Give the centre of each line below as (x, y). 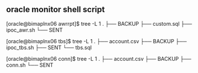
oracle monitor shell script (56, 10)
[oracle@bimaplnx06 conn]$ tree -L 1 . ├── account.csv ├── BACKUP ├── (99, 58)
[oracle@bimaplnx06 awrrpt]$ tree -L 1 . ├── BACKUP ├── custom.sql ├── (99, 23)
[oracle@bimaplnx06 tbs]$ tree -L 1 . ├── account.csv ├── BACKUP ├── (97, 41)
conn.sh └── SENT (30, 65)
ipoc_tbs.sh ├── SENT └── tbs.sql (49, 47)
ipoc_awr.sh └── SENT (35, 30)
